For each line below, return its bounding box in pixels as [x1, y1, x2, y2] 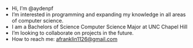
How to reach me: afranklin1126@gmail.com [11, 36, 118, 42]
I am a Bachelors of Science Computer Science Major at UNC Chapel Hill [11, 23, 188, 30]
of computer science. [11, 17, 64, 24]
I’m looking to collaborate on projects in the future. [11, 29, 134, 36]
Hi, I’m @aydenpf [11, 5, 54, 12]
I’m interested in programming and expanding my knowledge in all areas [11, 11, 186, 18]
